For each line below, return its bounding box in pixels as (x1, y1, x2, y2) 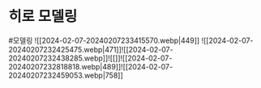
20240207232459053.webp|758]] (8, 70, 123, 80)
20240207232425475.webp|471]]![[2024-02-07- (8, 44, 173, 54)
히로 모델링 (8, 7, 78, 26)
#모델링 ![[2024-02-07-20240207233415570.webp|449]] (8, 36, 200, 45)
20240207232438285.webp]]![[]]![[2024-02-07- (8, 53, 173, 63)
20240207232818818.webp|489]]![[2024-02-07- (8, 61, 173, 71)
